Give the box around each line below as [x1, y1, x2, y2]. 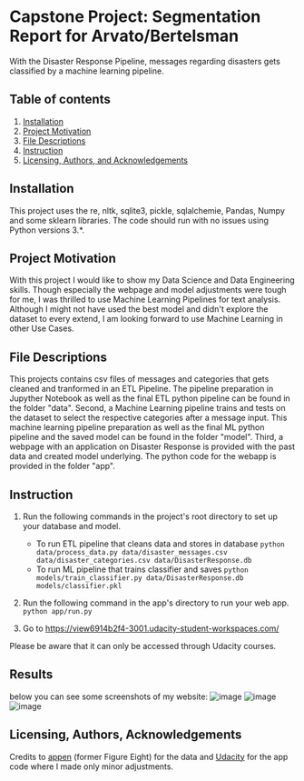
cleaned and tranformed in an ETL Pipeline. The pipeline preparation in [9, 384, 274, 395]
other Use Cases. [9, 323, 74, 334]
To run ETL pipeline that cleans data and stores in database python [35, 538, 286, 549]
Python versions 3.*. [9, 225, 84, 235]
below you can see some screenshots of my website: [9, 691, 209, 702]
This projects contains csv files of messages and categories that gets [9, 374, 270, 385]
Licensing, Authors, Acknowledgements [9, 727, 242, 743]
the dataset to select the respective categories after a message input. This [9, 412, 288, 424]
